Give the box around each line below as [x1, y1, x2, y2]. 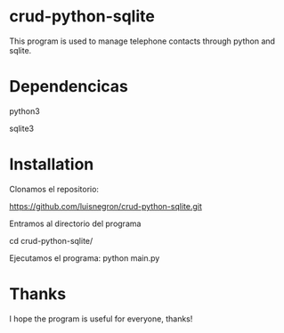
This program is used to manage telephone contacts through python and [9, 36, 276, 46]
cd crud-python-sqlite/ [9, 235, 93, 246]
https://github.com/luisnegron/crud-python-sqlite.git [9, 200, 202, 211]
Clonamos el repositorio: [9, 183, 100, 194]
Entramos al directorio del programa [9, 218, 142, 229]
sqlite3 [9, 123, 34, 134]
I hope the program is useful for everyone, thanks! [9, 313, 193, 324]
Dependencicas [9, 77, 129, 97]
